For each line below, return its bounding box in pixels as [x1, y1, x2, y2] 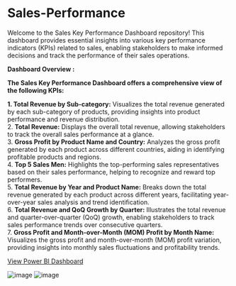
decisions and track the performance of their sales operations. [7, 51, 190, 60]
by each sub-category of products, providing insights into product [7, 107, 201, 116]
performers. [7, 175, 43, 184]
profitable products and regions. [7, 153, 101, 161]
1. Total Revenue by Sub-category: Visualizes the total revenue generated [7, 99, 225, 108]
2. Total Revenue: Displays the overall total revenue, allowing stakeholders [7, 122, 225, 131]
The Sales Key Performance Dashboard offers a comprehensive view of [7, 78, 223, 87]
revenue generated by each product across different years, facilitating [7, 190, 212, 199]
